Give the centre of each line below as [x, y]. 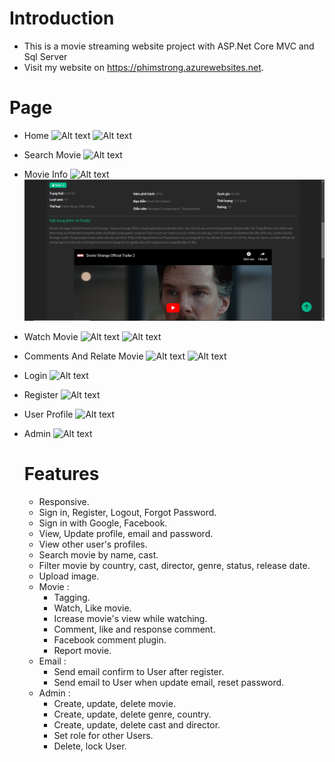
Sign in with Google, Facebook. [103, 523]
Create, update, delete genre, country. [132, 714]
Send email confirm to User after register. [139, 671]
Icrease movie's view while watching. [130, 618]
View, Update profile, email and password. [126, 533]
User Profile [48, 414]
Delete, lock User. [90, 746]
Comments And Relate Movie [83, 356]
